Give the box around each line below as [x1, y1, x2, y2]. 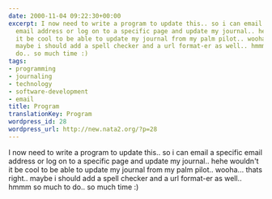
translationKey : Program [8, 110, 92, 119]
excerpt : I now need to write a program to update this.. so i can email [8, 19, 263, 28]
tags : [8, 58, 27, 66]
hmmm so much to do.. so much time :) [8, 182, 139, 192]
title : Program [8, 102, 60, 110]
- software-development [8, 87, 89, 96]
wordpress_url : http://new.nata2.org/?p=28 [8, 125, 158, 133]
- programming [8, 65, 57, 73]
